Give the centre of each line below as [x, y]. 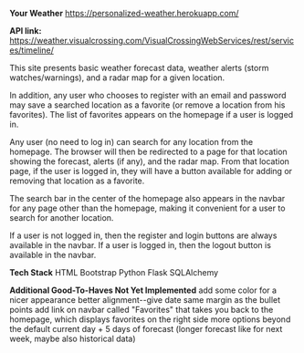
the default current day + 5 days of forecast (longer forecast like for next [146, 329]
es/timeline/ [32, 50]
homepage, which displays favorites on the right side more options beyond [150, 319]
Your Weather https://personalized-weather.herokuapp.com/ [124, 13]
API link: [26, 31]
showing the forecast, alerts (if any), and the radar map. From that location [150, 161]
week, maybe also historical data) [73, 338]
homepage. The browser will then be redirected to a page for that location [148, 151]
